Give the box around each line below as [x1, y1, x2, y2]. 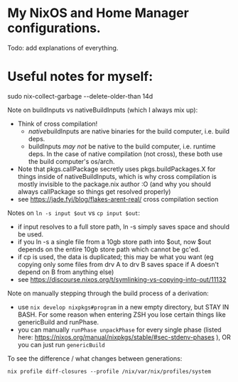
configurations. [7, 20, 101, 36]
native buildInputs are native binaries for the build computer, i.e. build [28, 126, 229, 136]
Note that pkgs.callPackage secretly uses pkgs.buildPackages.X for [17, 165, 216, 173]
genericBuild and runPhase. [17, 317, 99, 326]
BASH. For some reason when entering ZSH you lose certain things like [17, 310, 226, 319]
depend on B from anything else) [17, 268, 114, 276]
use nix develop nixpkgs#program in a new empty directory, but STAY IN [17, 302, 229, 311]
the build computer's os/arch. [28, 157, 115, 165]
